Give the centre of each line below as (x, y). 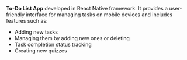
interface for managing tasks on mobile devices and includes (99, 15)
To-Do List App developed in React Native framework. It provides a (87, 8)
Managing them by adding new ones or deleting (72, 38)
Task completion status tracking (53, 44)
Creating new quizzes (41, 51)
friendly (15, 15)
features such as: (27, 21)
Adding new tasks (36, 32)
